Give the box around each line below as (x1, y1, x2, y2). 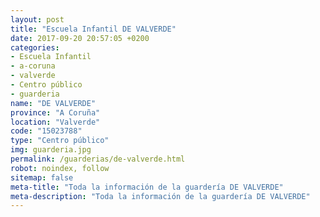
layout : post (10, 14, 65, 25)
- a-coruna (10, 61, 56, 71)
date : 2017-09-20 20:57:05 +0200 (10, 33, 150, 43)
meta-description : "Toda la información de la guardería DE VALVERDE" (10, 191, 311, 201)
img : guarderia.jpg (10, 145, 92, 155)
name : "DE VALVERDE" (10, 98, 97, 108)
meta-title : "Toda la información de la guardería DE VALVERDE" (10, 182, 284, 192)
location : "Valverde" (10, 117, 101, 127)
